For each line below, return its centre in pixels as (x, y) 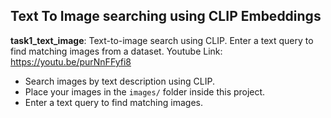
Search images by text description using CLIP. (119, 81)
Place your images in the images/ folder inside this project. (145, 91)
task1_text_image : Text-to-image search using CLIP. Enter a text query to (162, 40)
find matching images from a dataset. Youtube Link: (116, 51)
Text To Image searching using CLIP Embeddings (166, 16)
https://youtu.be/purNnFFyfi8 (71, 61)
